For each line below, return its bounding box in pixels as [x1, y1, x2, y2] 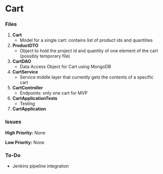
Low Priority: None [5, 139, 45, 145]
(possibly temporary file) [19, 53, 70, 59]
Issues [5, 118, 22, 125]
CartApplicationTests [12, 95, 58, 101]
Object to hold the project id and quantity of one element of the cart [19, 48, 159, 54]
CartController [12, 85, 43, 91]
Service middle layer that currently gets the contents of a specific [19, 74, 154, 80]
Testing [19, 100, 35, 107]
